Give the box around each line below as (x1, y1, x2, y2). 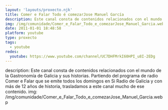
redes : (5, 49, 19, 54)
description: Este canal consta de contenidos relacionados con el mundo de (5, 67, 161, 73)
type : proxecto (5, 35, 37, 40)
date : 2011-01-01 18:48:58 (5, 26, 61, 31)
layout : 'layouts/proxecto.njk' (5, 7, 72, 12)
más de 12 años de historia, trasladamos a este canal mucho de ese (5, 83, 145, 89)
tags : (5, 40, 16, 45)
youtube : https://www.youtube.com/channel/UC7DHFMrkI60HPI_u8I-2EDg (9, 53, 155, 59)
